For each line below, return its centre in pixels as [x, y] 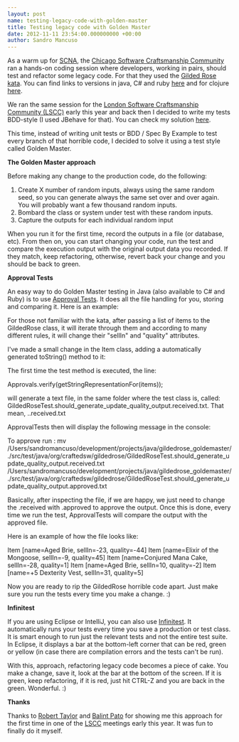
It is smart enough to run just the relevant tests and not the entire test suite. [117, 637]
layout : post [27, 14]
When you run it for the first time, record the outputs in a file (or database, [116, 234]
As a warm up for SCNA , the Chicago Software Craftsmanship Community [116, 60]
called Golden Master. [39, 149]
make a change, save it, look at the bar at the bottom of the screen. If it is [115, 673]
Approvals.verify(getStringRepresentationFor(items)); [85, 385]
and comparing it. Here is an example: [63, 307]
